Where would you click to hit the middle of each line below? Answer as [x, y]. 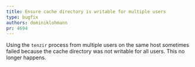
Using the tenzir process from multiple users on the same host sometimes [97, 45]
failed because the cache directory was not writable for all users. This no [96, 52]
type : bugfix [22, 17]
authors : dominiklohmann [37, 23]
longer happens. [26, 58]
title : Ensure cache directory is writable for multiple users [86, 12]
